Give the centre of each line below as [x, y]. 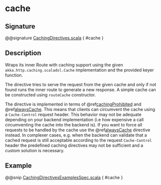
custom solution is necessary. [35, 150]
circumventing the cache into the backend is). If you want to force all [73, 124]
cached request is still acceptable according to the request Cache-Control [79, 140]
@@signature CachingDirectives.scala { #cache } [54, 38]
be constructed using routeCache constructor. [50, 94]
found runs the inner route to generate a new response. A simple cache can [80, 90]
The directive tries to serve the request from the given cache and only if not [81, 84]
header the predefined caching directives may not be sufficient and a [74, 145]
